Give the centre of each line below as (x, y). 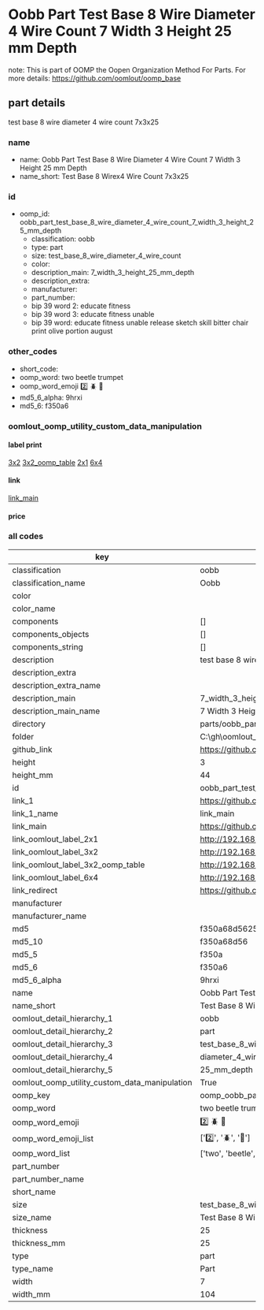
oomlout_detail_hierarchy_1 (62, 1018)
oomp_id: (35, 214)
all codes (26, 536)
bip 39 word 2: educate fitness (81, 306)
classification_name (49, 582)
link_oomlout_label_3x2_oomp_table (79, 865)
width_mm (31, 1294)
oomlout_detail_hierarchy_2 (62, 1031)
